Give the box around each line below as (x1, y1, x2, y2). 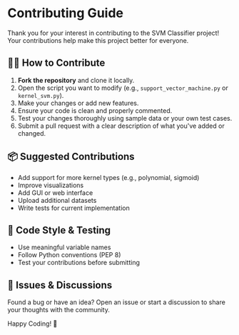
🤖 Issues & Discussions (7, 279, 113, 291)
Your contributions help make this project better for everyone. (7, 36, 189, 44)
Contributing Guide (7, 5, 123, 21)
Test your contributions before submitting (17, 259, 141, 267)
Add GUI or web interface (17, 188, 93, 197)
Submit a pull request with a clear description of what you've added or (17, 121, 225, 130)
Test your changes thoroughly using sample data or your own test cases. (17, 114, 233, 122)
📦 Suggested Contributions (7, 151, 135, 163)
